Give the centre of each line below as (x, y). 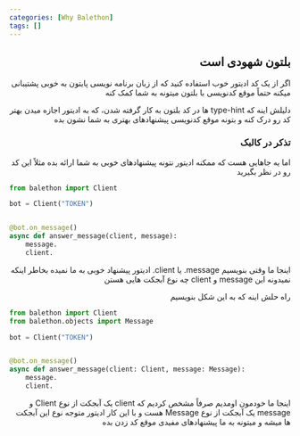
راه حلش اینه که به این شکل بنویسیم (230, 296)
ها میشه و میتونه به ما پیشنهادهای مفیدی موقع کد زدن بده (196, 422)
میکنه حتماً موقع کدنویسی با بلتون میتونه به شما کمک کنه (198, 93)
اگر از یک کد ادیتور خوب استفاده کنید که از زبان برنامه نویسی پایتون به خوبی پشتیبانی (151, 83)
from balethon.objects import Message (81, 321)
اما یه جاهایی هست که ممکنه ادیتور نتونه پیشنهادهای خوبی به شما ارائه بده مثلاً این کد (151, 162)
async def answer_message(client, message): (93, 236)
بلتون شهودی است (245, 62)
